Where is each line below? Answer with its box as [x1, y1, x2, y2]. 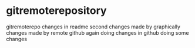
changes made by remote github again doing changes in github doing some [6, 29, 189, 36]
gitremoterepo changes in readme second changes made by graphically [6, 23, 181, 30]
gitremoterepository [6, 4, 107, 17]
